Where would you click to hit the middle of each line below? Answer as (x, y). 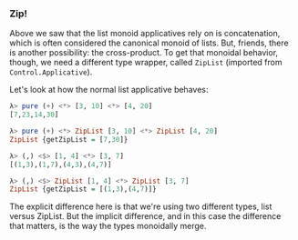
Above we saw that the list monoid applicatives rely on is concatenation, (145, 34)
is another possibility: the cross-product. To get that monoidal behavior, (144, 53)
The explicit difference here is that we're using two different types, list (141, 206)
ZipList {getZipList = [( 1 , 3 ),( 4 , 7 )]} (83, 189)
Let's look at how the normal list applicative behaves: (109, 90)
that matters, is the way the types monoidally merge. (108, 226)
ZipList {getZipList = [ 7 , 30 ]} (69, 139)
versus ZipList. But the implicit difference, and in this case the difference (145, 216)
